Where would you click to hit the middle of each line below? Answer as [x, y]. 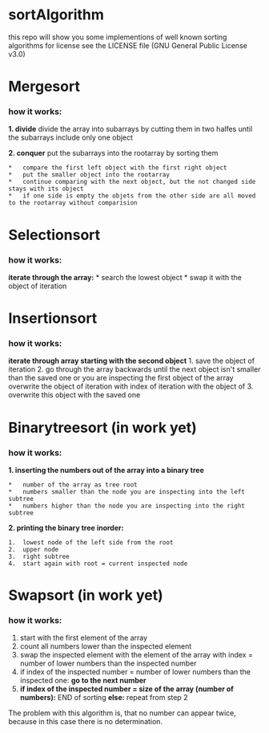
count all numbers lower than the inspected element [106, 646]
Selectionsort [54, 235]
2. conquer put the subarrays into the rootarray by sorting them [113, 153]
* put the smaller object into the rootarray [89, 175]
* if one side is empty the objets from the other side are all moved [132, 196]
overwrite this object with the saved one [74, 395]
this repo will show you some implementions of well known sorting [118, 37]
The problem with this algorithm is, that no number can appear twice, [122, 713]
